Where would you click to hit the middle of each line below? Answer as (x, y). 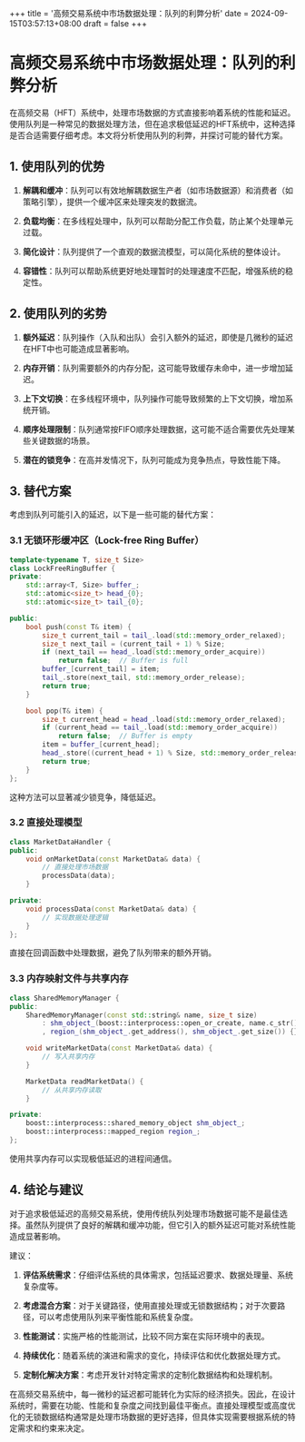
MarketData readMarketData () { (85, 1081)
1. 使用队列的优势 (57, 167)
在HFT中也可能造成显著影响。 (78, 349)
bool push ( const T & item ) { (79, 627)
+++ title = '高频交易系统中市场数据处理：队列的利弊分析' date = (129, 13)
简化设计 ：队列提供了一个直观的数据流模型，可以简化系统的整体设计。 (154, 252)
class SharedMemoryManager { (64, 998)
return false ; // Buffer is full (123, 661)
